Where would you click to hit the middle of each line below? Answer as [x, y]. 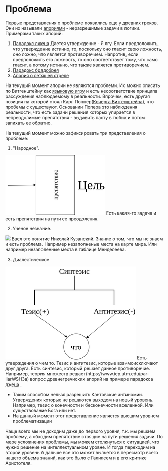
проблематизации [32, 421]
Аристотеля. [18, 463]
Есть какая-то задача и [131, 213]
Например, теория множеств [37, 374]
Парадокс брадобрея [36, 70]
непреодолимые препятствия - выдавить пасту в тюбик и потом [75, 117]
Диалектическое [31, 259]
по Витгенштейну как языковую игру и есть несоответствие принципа [81, 91]
